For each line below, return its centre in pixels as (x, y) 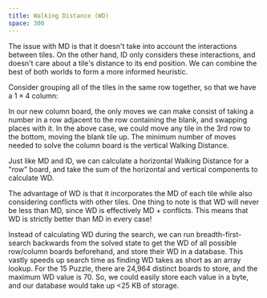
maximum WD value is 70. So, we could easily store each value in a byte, (129, 276)
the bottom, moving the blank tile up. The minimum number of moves (122, 136)
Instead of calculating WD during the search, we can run (101, 234)
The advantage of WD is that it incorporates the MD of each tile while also (130, 193)
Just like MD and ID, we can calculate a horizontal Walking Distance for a (129, 160)
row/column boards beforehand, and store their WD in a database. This (126, 251)
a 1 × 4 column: (33, 95)
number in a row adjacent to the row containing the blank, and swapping (128, 119)
